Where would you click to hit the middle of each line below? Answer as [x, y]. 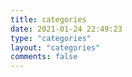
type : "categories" [51, 38]
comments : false [44, 57]
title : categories [48, 19]
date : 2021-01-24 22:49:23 [66, 29]
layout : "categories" [55, 47]
